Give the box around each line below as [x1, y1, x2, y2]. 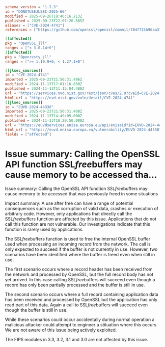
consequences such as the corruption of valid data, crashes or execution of [5, 205, 159, 211]
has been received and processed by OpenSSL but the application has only [5, 296, 158, 302]
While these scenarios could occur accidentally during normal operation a [5, 317, 155, 322]
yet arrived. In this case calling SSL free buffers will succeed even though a [5, 276, 156, 282]
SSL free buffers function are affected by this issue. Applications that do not [5, 216, 157, 222]
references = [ [5, 27, 36, 32]
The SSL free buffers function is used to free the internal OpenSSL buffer [5, 236, 151, 241]
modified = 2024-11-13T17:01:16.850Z [5, 81, 82, 87]
